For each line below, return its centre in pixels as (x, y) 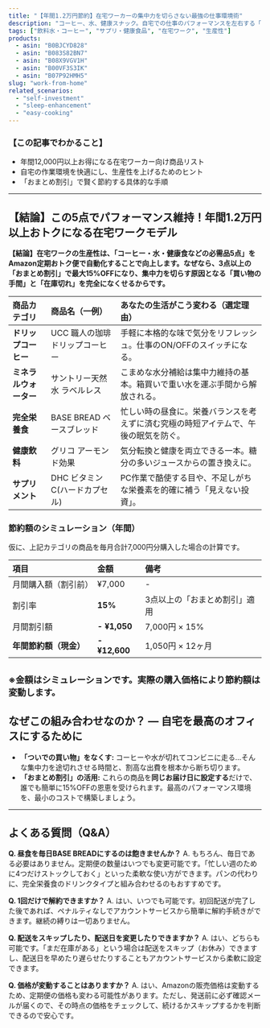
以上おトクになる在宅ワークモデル (93, 232)
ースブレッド (75, 430)
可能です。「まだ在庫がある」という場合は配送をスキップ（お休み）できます (133, 948)
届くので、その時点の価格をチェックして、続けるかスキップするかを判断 (141, 1005)
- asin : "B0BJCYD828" (52, 46)
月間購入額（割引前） (53, 584)
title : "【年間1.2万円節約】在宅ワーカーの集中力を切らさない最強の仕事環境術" (126, 16)
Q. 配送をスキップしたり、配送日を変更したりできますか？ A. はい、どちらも (134, 938)
